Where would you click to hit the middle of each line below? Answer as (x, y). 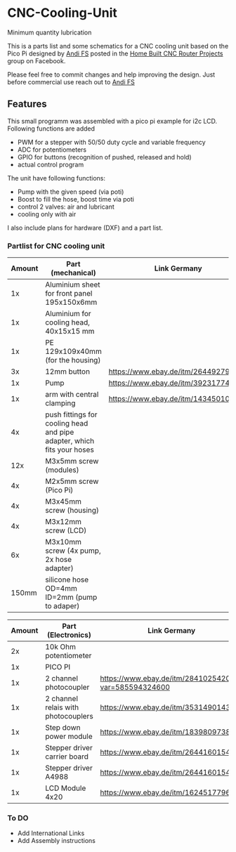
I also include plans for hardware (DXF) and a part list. (85, 228)
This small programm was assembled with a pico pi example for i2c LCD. (112, 121)
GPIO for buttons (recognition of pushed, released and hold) (104, 157)
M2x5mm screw (72, 481)
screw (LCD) (66, 530)
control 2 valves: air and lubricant (66, 207)
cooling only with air (47, 214)
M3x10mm (64, 542)
